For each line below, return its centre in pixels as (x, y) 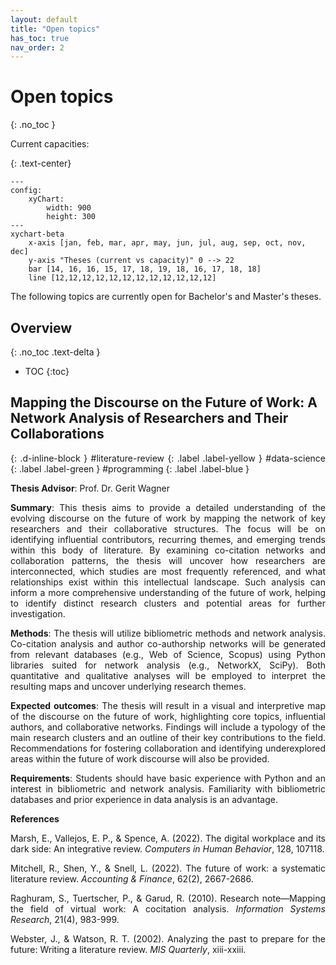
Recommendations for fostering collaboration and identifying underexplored (168, 748)
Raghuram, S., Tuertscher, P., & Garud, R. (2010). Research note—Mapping (168, 898)
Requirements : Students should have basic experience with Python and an (168, 778)
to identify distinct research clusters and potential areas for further (168, 603)
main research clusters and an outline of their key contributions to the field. (168, 737)
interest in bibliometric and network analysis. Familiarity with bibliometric (168, 788)
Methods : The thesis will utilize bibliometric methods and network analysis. (168, 633)
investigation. (38, 613)
